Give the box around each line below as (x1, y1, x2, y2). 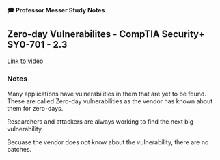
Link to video (7, 57, 44, 65)
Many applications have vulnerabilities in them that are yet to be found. (7, 90, 207, 98)
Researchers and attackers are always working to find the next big (7, 117, 194, 126)
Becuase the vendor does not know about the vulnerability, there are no (7, 137, 209, 146)
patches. (7, 145, 32, 153)
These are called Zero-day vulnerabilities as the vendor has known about (7, 96, 213, 105)
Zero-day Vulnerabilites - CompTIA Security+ (7, 28, 205, 40)
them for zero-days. (7, 104, 64, 112)
